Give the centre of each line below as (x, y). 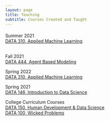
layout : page (19, 10)
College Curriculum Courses (35, 102)
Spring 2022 (18, 72)
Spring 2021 (18, 87)
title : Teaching (22, 15)
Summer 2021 (20, 36)
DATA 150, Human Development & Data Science (55, 108)
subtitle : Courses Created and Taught (46, 19)
